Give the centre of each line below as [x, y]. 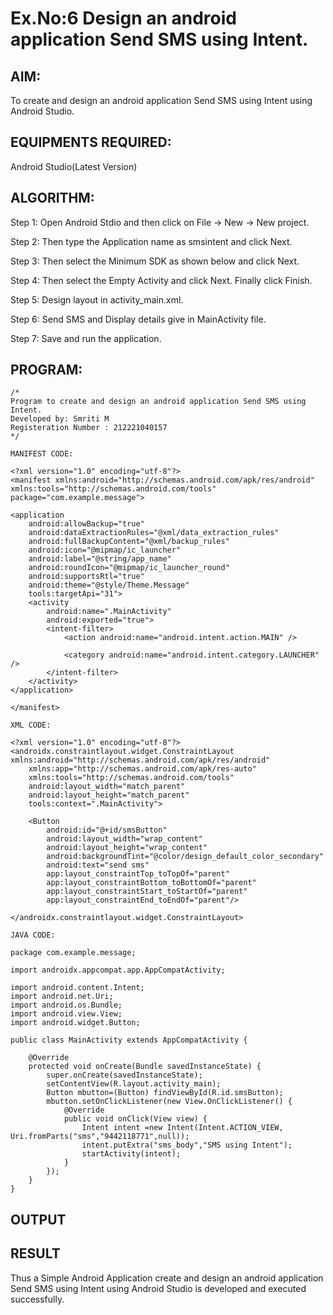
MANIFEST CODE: [42, 454]
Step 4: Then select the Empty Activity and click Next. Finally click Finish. [161, 280]
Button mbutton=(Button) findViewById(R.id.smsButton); [165, 1093]
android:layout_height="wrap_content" [127, 848]
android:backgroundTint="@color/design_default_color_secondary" [185, 857]
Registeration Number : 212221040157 [89, 428]
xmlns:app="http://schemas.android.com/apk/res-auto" [142, 769]
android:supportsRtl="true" [86, 577]
